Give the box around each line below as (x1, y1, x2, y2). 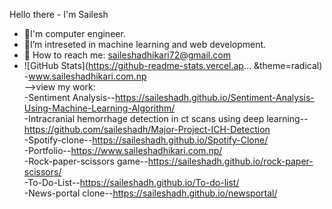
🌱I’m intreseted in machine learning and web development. (23, 39, 267, 50)
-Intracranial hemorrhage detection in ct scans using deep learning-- (23, 113, 309, 124)
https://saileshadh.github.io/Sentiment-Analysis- (115, 92, 315, 103)
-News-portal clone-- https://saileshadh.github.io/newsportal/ (23, 187, 278, 199)
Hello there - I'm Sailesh (9, 9, 109, 20)
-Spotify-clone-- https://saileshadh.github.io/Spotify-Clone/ (23, 134, 269, 146)
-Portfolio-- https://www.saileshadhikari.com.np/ (23, 145, 223, 156)
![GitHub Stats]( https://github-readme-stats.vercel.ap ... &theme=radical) (23, 60, 323, 71)
